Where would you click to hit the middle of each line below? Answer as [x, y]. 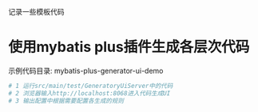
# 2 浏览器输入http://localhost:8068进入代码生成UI [89, 93]
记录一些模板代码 [36, 12]
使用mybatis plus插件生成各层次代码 [129, 47]
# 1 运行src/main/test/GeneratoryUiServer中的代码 [91, 86]
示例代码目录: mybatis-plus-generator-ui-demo [86, 70]
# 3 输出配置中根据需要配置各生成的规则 [66, 101]
